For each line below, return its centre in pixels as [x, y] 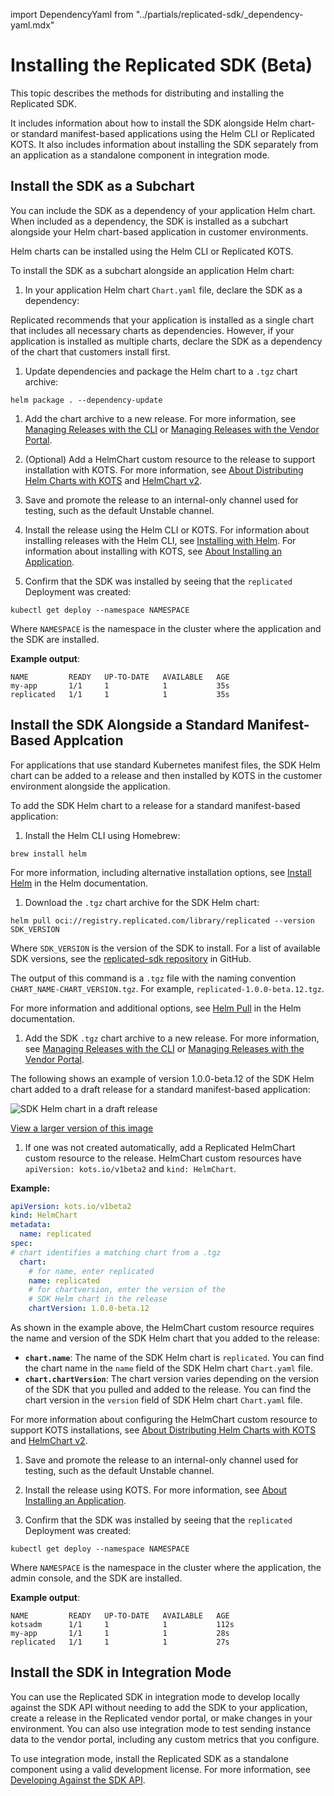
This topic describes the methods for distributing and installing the [147, 93]
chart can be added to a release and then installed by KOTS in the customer [166, 775]
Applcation [88, 740]
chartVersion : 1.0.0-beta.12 [89, 1309]
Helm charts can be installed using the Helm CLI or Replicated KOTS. [152, 251]
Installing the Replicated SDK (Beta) [161, 65]
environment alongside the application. [90, 786]
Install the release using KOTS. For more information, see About [156, 1490]
